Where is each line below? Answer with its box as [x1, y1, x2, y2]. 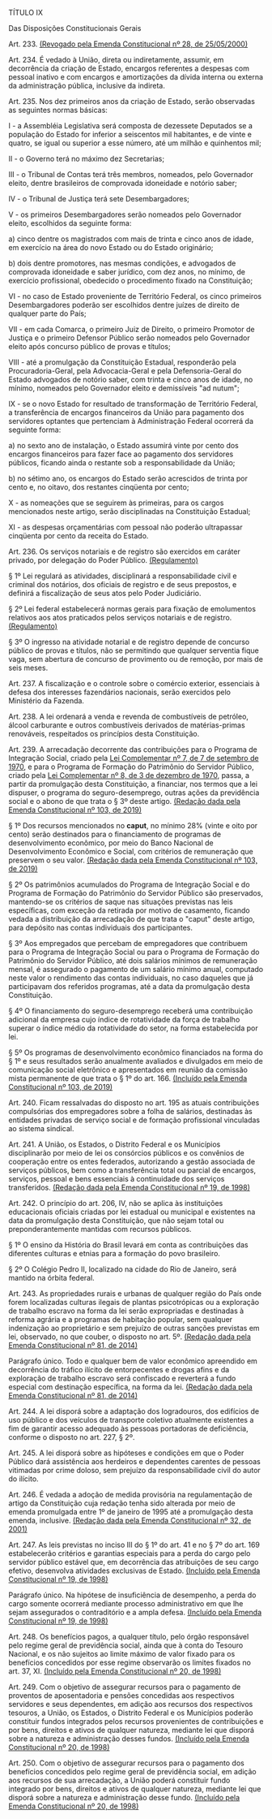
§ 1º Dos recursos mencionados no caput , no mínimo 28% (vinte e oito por [8, 821, 258, 830]
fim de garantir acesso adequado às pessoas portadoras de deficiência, [8, 1424, 249, 1433]
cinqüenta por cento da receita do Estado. [8, 531, 149, 540]
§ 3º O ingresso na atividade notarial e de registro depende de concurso [8, 637, 250, 646]
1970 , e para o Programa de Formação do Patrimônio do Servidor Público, [8, 762, 254, 771]
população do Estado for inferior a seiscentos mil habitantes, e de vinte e [8, 130, 253, 139]
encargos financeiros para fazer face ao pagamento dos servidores [8, 449, 234, 459]
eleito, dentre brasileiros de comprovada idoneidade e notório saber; [8, 179, 237, 188]
